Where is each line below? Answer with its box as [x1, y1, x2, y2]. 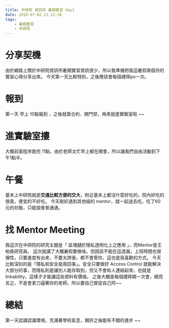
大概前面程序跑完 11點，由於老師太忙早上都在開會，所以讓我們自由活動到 [5, 148, 156, 154]
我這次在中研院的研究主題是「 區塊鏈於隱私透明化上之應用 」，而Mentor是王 [5, 241, 162, 248]
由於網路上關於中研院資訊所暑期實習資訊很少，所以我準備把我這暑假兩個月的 [5, 67, 164, 73]
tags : [5, 17, 17, 22]
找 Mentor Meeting [5, 224, 85, 236]
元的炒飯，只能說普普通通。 [5, 204, 63, 211]
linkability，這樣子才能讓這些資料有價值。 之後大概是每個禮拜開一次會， [5, 273, 154, 279]
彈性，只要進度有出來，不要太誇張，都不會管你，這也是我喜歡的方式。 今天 [5, 254, 161, 261]
